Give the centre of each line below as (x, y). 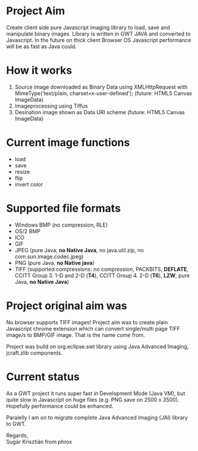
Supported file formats (63, 208)
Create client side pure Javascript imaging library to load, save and (88, 27)
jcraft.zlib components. (34, 353)
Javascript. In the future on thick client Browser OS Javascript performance (99, 40)
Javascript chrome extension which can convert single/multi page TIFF (93, 328)
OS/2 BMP (27, 231)
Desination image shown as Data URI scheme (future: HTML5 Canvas (100, 112)
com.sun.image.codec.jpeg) (49, 256)
